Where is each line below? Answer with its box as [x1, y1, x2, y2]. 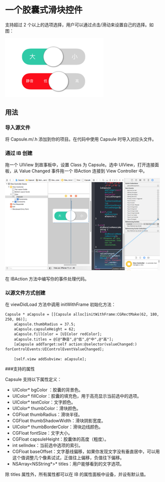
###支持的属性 [5, 366, 35, 372]
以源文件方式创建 [5, 289, 46, 296]
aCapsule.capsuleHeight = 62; [14, 327, 76, 332]
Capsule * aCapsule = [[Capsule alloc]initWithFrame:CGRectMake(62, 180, [5, 312, 160, 317]
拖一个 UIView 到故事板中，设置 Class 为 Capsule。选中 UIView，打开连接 [5, 162, 155, 168]
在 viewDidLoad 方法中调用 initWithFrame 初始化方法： [5, 301, 116, 307]
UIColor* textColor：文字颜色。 [12, 399, 76, 405]
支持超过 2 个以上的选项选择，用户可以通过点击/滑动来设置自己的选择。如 [5, 22, 154, 28]
